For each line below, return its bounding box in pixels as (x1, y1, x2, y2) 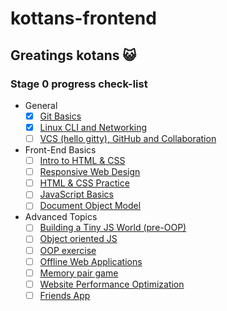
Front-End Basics (24, 144, 97, 156)
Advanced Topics (24, 211, 98, 223)
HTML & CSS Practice (39, 177, 130, 189)
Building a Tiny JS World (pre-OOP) (39, 222, 187, 234)
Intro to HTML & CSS (39, 155, 126, 167)
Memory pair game (39, 267, 119, 279)
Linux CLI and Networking (39, 121, 148, 133)
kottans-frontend (10, 7, 157, 30)
